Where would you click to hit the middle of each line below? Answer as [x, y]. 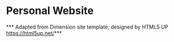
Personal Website [50, 11]
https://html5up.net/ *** [34, 33]
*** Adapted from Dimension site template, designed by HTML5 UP [87, 27]
